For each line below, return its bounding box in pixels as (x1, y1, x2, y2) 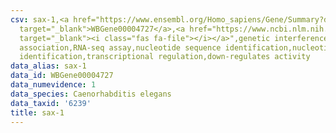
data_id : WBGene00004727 (10, 71, 114, 81)
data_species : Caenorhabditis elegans (10, 89, 172, 99)
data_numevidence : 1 (10, 80, 97, 90)
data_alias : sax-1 (10, 61, 87, 71)
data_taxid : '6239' (10, 98, 92, 108)
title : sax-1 (10, 107, 65, 118)
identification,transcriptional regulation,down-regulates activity (19, 52, 311, 62)
